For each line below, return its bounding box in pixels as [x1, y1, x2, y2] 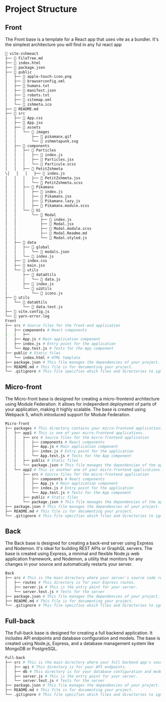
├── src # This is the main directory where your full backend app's [5, 660, 152, 665]
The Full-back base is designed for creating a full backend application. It [5, 630, 153, 636]
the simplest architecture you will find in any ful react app [5, 42, 122, 48]
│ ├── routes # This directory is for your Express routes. [5, 580, 136, 585]
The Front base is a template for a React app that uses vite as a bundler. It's [5, 36, 159, 42]
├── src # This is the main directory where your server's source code [5, 576, 156, 581]
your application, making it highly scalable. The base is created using [5, 406, 146, 412]
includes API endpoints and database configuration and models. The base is [5, 635, 161, 641]
